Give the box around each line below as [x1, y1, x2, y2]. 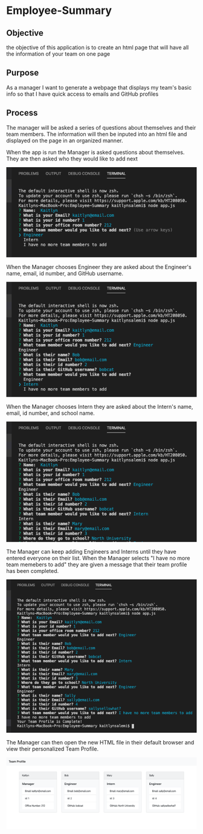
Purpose [6, 68, 39, 78]
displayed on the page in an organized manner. [6, 137, 123, 144]
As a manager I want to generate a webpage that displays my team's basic [6, 84, 192, 91]
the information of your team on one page [6, 50, 111, 58]
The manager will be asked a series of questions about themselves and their [6, 124, 196, 131]
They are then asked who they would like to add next [6, 155, 138, 162]
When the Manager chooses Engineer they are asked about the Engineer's [6, 263, 192, 271]
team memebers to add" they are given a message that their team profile [6, 561, 187, 568]
